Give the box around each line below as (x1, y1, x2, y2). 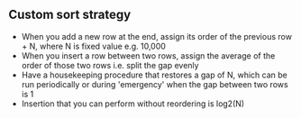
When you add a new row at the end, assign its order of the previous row (21, 31, 292, 41)
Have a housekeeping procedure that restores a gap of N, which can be (21, 69, 287, 80)
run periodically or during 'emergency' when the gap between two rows (21, 78, 289, 89)
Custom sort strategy (8, 7, 132, 23)
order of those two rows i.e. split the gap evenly (21, 59, 199, 70)
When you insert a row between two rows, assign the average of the (21, 50, 276, 61)
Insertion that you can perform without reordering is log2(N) (21, 98, 245, 109)
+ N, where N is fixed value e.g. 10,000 (21, 41, 166, 51)
